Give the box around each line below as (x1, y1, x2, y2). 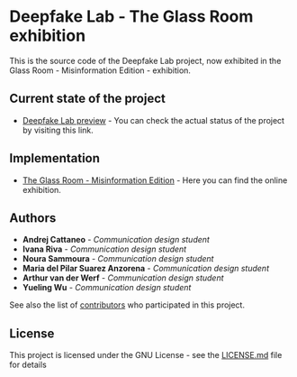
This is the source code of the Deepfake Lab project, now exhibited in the (9, 55, 282, 66)
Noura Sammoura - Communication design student (22, 253, 214, 264)
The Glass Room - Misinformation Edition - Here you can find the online (22, 174, 288, 186)
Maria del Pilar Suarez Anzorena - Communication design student (22, 263, 270, 274)
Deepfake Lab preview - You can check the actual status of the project (22, 115, 285, 125)
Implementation (9, 151, 101, 166)
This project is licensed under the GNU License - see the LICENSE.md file (9, 350, 283, 361)
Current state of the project (9, 91, 166, 106)
